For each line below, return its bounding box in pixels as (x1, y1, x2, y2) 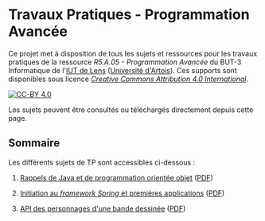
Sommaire (8, 137, 60, 150)
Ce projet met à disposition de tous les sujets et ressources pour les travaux (8, 48, 258, 58)
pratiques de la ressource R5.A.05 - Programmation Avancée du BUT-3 (8, 57, 242, 67)
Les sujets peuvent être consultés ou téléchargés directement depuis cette (8, 105, 254, 114)
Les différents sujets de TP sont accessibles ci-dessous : (8, 157, 196, 167)
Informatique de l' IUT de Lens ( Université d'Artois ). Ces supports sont (8, 65, 237, 75)
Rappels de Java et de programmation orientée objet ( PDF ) (19, 173, 213, 182)
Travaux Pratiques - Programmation (8, 6, 250, 24)
